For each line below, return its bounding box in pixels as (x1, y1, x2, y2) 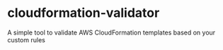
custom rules (7, 35, 46, 44)
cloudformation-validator (7, 5, 160, 21)
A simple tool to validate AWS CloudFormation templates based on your (7, 28, 216, 37)
